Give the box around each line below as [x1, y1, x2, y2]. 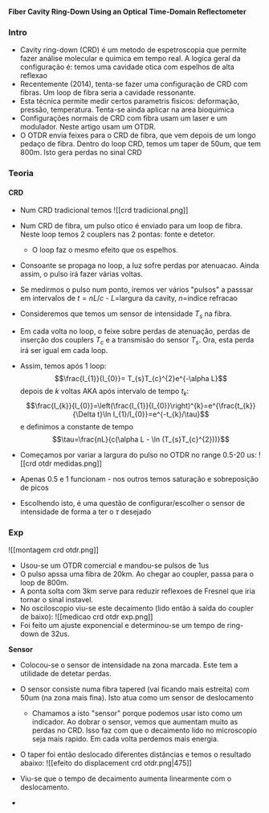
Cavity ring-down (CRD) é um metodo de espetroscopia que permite [19, 45, 247, 55]
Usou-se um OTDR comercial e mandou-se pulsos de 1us [19, 560, 210, 570]
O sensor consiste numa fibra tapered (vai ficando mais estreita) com [19, 684, 251, 694]
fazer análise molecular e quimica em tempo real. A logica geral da [19, 54, 241, 64]
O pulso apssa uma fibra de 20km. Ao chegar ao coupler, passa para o [19, 569, 255, 579]
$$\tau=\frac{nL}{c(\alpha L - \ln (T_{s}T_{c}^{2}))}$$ [51, 434, 230, 444]
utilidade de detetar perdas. [19, 669, 112, 679]
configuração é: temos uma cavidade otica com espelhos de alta [19, 62, 234, 72]
